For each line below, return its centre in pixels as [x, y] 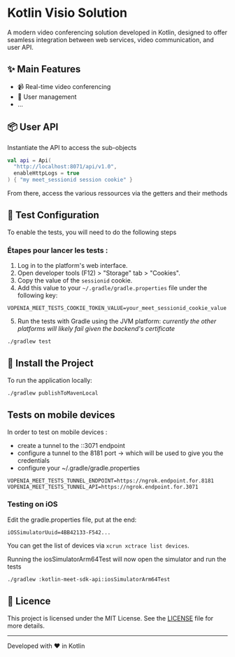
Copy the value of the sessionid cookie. [75, 280]
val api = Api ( [29, 160]
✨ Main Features [44, 69]
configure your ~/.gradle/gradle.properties [78, 468]
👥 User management [47, 97]
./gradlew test [29, 341]
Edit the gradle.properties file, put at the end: [72, 520]
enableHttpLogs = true [47, 173]
